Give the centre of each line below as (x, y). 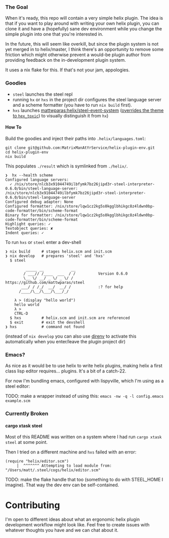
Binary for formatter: (29, 215)
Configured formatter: (29, 206)
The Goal (17, 7)
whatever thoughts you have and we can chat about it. (62, 530)
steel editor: (18, 386)
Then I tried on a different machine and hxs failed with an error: (71, 452)
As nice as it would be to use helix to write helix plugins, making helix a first (84, 366)
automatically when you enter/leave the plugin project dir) (65, 341)
